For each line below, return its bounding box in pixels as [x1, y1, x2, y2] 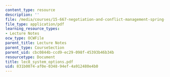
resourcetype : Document [5, 54, 56, 60]
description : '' [5, 12, 39, 17]
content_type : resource [5, 7, 56, 13]
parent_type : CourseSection [5, 45, 65, 50]
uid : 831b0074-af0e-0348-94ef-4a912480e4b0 [5, 64, 99, 69]
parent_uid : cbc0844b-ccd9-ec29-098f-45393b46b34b [5, 50, 114, 55]
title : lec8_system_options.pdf [5, 59, 73, 64]
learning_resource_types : [5, 26, 60, 31]
